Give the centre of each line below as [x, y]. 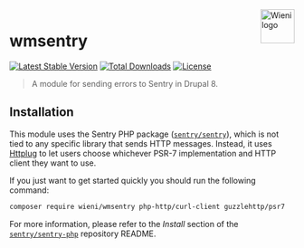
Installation [42, 112]
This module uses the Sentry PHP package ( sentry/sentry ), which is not [144, 134]
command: [29, 190]
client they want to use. [53, 163]
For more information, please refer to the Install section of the [124, 224]
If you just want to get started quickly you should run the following [133, 180]
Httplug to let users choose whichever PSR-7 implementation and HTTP [143, 153]
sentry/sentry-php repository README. [83, 234]
